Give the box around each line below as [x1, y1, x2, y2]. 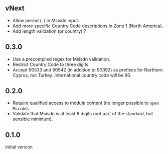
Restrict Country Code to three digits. [12, 61, 90, 67]
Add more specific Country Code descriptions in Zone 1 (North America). [12, 23, 163, 29]
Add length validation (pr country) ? [12, 28, 86, 34]
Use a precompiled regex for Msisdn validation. [12, 56, 110, 62]
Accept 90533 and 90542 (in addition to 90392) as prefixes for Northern [12, 66, 163, 72]
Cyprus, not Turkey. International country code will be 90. [12, 72, 132, 78]
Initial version [5, 144, 33, 150]
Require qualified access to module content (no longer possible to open [12, 100, 159, 106]
